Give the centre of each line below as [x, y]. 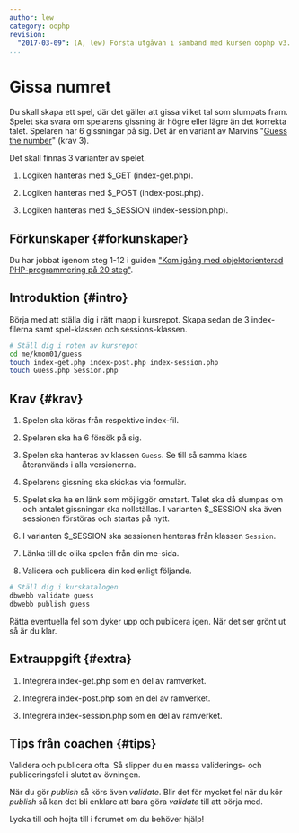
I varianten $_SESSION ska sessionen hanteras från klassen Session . [149, 536]
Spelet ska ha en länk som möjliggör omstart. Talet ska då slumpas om [153, 500]
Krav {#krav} [46, 399]
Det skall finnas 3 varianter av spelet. [78, 158]
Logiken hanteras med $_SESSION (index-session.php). [125, 210]
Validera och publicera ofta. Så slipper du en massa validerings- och [136, 766]
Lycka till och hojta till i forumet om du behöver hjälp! [107, 820]
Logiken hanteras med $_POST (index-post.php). [113, 193]
